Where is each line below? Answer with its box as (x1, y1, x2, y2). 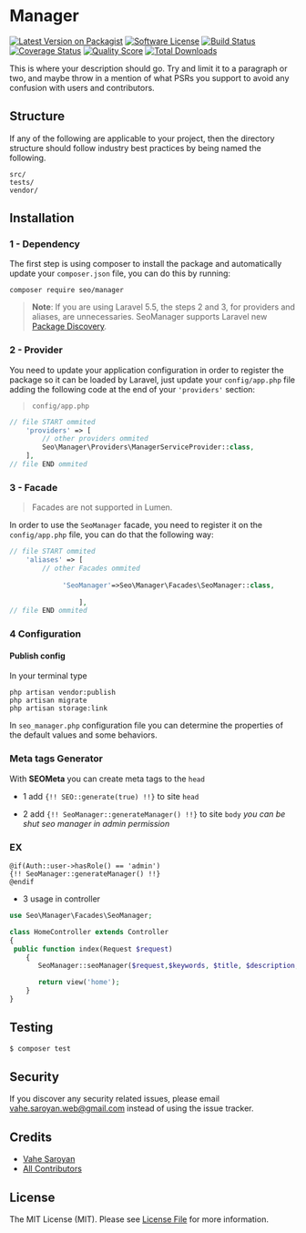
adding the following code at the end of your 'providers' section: (9, 383, 256, 394)
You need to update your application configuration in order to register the (9, 364, 284, 375)
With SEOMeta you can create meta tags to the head (9, 773, 205, 784)
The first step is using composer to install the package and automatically (9, 259, 282, 270)
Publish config (9, 650, 66, 661)
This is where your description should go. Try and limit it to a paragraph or (9, 63, 289, 74)
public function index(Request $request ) (13, 944, 173, 953)
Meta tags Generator (9, 752, 103, 765)
